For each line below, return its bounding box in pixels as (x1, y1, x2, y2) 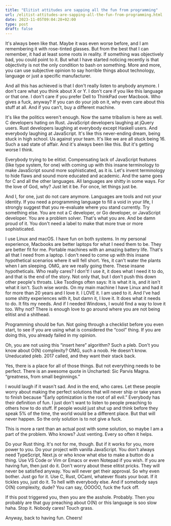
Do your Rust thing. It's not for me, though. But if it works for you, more (5, 441, 154, 447)
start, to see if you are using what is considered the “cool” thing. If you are (5, 327, 161, 333)
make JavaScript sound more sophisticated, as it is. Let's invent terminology (5, 168, 165, 174)
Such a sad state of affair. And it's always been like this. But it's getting (5, 141, 154, 148)
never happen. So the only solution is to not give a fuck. (5, 416, 122, 422)
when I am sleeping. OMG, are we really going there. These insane (5, 263, 145, 269)
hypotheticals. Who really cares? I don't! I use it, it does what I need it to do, (5, 268, 164, 274)
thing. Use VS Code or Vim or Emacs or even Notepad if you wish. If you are (5, 457, 165, 463)
